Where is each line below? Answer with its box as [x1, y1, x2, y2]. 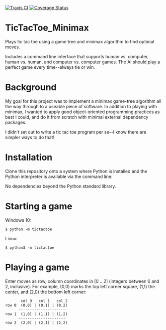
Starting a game [5, 201, 73, 212]
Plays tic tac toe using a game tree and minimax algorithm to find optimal [5, 38, 155, 44]
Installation [5, 152, 53, 163]
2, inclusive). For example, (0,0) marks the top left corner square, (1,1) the [5, 283, 155, 289]
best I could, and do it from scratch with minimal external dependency [5, 114, 149, 120]
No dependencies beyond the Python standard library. [5, 183, 116, 189]
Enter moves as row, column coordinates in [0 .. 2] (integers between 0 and [5, 278, 160, 284]
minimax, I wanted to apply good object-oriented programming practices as [5, 109, 160, 115]
